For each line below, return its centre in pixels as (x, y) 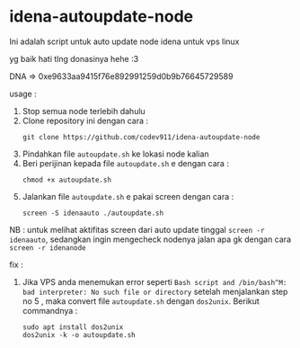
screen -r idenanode (48, 248)
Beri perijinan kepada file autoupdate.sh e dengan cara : (125, 163)
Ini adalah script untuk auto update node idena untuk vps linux (124, 41)
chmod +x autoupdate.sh (67, 180)
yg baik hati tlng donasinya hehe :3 (74, 58)
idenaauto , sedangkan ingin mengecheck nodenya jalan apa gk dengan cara (150, 239)
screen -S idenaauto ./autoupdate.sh (93, 213)
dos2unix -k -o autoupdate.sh (79, 335)
